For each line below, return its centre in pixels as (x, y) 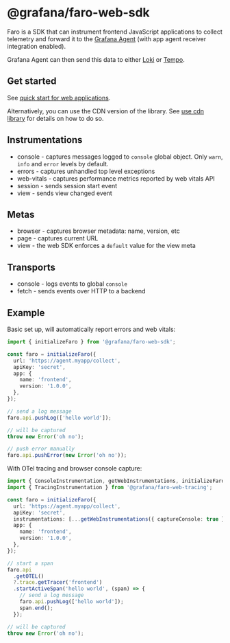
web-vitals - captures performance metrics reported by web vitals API (116, 178)
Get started (32, 81)
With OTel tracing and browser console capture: (75, 469)
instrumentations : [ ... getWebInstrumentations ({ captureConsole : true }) (120, 519)
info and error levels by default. (63, 163)
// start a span (30, 563)
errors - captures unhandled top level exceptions (86, 171)
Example (26, 313)
